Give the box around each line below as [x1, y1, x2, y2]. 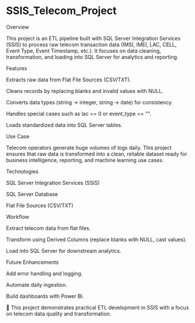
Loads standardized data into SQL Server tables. [6, 121, 123, 128]
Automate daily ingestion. [6, 281, 68, 288]
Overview [6, 23, 29, 30]
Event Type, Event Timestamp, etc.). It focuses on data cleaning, [6, 47, 162, 54]
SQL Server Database [6, 190, 58, 197]
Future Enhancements [6, 259, 59, 266]
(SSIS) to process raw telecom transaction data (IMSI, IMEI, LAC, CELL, [6, 41, 177, 48]
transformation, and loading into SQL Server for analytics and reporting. [6, 53, 179, 60]
